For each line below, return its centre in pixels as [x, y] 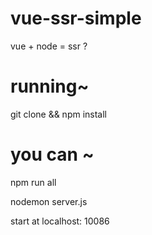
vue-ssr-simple [76, 18]
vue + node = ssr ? [49, 46]
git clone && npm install [59, 114]
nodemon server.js [49, 201]
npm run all [33, 182]
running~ [50, 86]
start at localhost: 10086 [60, 221]
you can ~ [52, 154]
